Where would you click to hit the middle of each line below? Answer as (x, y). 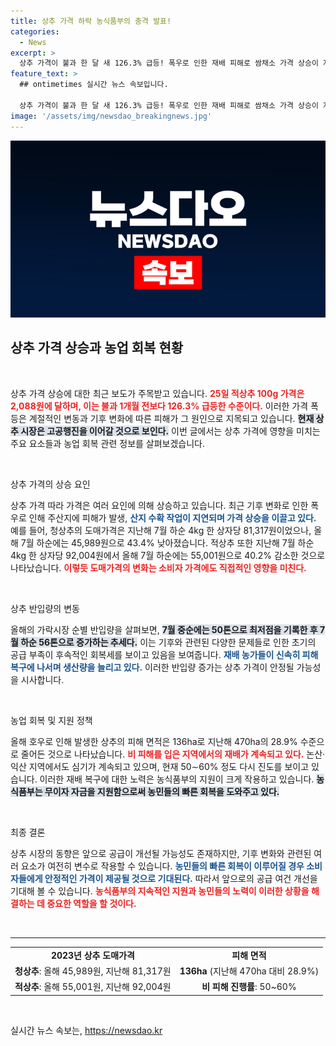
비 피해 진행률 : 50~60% (249, 987)
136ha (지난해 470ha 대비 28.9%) (249, 971)
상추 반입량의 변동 (45, 608)
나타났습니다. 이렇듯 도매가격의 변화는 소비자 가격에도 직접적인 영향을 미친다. (158, 567)
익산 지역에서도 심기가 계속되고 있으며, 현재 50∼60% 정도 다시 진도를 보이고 (160, 766)
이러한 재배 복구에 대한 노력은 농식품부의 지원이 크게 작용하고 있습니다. (177, 779)
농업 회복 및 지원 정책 (51, 720)
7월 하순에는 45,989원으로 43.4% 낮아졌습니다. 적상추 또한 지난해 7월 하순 (167, 542)
